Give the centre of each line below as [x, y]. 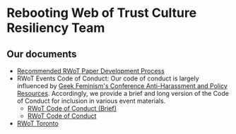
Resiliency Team [56, 28]
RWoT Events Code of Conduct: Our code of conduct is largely [108, 78]
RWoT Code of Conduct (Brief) [72, 108]
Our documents [42, 54]
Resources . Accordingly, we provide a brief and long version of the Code [123, 93]
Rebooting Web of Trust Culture [102, 13]
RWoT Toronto [38, 123]
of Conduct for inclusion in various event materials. [91, 101]
